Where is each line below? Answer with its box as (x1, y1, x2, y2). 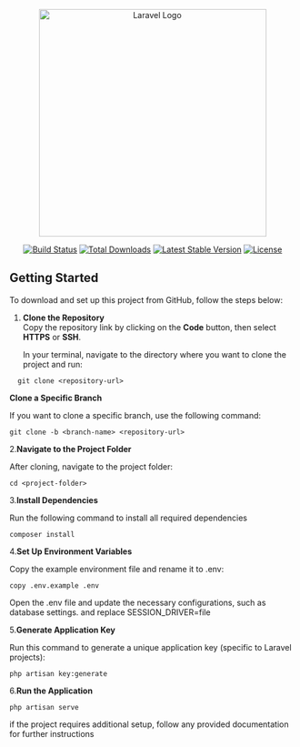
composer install (9, 530, 75, 539)
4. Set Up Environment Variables (9, 546, 133, 557)
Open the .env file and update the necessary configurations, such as (9, 597, 266, 608)
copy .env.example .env (9, 580, 100, 591)
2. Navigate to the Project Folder (9, 443, 132, 454)
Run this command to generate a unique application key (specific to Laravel (9, 641, 293, 652)
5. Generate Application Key (9, 624, 115, 635)
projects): (9, 651, 45, 662)
